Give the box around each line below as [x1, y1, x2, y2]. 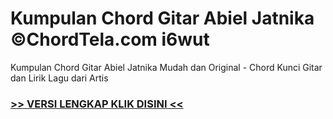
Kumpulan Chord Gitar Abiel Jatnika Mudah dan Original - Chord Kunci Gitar [10, 61, 323, 73]
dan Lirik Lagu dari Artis [10, 72, 109, 84]
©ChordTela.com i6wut [10, 28, 210, 51]
